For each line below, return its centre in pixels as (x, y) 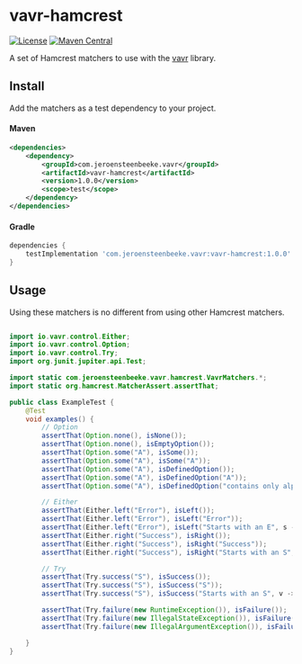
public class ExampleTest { (62, 402)
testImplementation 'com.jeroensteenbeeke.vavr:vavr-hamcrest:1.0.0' (159, 254)
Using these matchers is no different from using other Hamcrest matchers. (147, 312)
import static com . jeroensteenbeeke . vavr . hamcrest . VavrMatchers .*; (138, 378)
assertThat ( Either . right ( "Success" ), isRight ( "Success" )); (155, 544)
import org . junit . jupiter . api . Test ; (78, 362)
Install (27, 86)
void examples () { (60, 419)
